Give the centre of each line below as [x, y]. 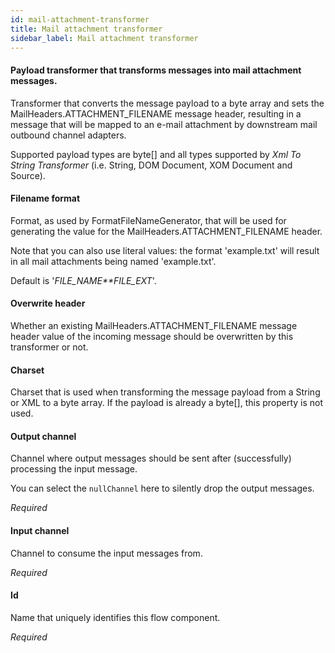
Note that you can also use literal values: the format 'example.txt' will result [165, 250]
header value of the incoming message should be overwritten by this [152, 336]
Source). [28, 175]
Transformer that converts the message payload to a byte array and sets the [167, 103]
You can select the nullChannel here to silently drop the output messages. [162, 488]
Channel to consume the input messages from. [106, 553]
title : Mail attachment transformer [86, 29]
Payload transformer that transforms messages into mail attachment [156, 70]
